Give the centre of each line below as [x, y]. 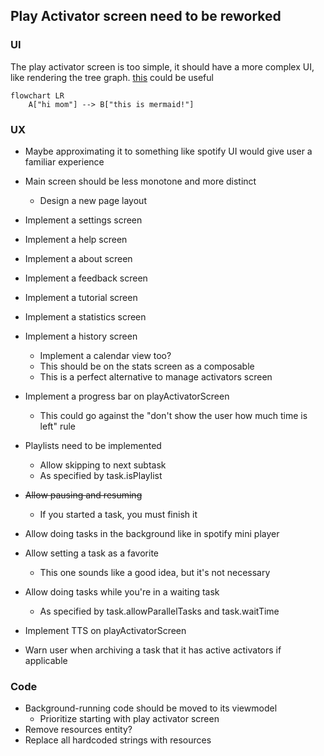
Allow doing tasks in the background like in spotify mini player [152, 533]
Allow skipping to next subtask [103, 465]
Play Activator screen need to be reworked [146, 16]
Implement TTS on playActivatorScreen [105, 630]
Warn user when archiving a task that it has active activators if [153, 650]
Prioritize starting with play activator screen [129, 719]
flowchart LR [37, 95]
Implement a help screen [76, 239]
